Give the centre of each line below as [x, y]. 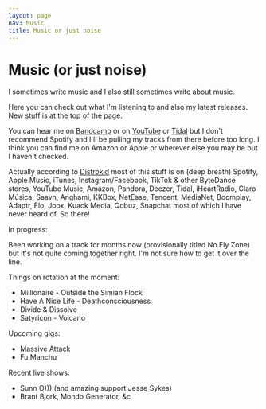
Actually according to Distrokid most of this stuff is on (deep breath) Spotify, [133, 172]
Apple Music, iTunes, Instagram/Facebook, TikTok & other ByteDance [122, 181]
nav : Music [26, 23]
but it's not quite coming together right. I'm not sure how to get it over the [129, 253]
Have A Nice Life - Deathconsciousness [85, 301]
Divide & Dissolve [49, 310]
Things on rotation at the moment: [64, 277]
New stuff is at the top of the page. [66, 115]
